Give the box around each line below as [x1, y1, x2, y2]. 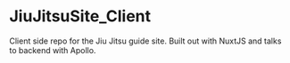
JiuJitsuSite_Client [9, 6, 152, 27]
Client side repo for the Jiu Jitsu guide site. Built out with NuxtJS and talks [9, 35, 282, 46]
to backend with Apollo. [9, 44, 96, 55]
